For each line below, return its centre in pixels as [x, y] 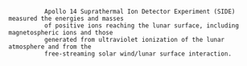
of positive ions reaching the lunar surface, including [142, 26]
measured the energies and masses [66, 19]
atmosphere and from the [50, 47]
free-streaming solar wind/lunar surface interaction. [138, 54]
